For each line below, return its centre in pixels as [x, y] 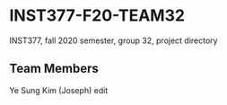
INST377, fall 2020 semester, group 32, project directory [113, 40]
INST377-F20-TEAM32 [97, 16]
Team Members [54, 69]
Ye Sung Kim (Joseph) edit [59, 90]
